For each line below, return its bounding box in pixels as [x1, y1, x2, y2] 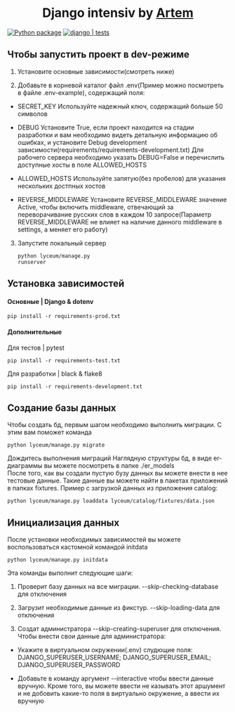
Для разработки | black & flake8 [7, 369, 103, 378]
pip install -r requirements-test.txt [7, 357, 121, 364]
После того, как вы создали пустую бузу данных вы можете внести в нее [7, 469, 228, 478]
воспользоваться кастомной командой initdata [7, 543, 148, 552]
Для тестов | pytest [7, 343, 65, 352]
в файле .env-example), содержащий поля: [17, 88, 145, 96]
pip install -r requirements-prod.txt [7, 313, 121, 320]
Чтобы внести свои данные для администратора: [17, 632, 166, 641]
